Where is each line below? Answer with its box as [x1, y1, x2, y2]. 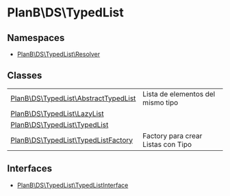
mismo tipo [142, 98, 179, 107]
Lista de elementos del [142, 89, 216, 98]
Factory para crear [142, 131, 203, 141]
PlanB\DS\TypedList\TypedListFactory [10, 135, 133, 145]
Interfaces [7, 163, 53, 175]
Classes [7, 70, 42, 81]
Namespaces [7, 32, 65, 44]
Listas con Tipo [142, 139, 192, 149]
